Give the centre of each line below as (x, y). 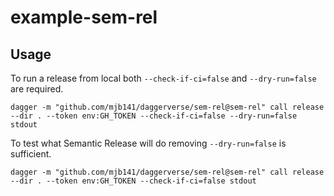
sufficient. (31, 154)
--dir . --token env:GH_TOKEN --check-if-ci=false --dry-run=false (154, 116)
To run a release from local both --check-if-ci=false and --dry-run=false (163, 78)
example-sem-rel (84, 17)
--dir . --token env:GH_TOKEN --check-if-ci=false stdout (133, 181)
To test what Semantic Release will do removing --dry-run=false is (148, 143)
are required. (37, 89)
